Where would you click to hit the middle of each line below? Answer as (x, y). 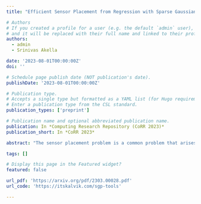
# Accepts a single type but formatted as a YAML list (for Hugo (89, 99)
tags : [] (17, 154)
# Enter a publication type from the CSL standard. (72, 105)
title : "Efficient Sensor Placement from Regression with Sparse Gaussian (101, 12)
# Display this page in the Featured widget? (64, 165)
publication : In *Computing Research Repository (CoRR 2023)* (85, 126)
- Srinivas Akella (35, 50)
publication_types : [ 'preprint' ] (48, 110)
